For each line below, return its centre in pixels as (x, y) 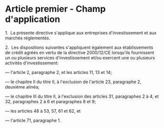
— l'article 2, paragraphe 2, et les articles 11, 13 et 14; (59, 72)
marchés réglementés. (28, 38)
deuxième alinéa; (22, 87)
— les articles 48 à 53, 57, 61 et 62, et (43, 111)
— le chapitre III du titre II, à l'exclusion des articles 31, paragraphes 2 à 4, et (82, 96)
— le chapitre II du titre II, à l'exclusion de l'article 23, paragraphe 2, (73, 82)
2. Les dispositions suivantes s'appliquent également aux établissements (79, 47)
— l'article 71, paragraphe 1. (33, 120)
